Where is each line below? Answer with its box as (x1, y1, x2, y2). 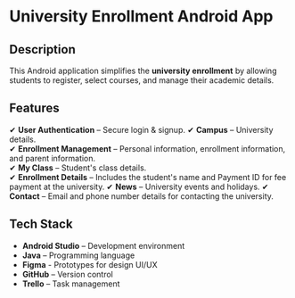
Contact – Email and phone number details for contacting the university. (9, 190, 275, 202)
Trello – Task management (21, 278, 120, 289)
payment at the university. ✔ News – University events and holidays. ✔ (9, 181, 269, 192)
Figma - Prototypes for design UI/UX (21, 259, 158, 269)
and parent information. (9, 153, 96, 163)
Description (9, 42, 76, 57)
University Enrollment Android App (9, 6, 274, 27)
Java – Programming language (21, 250, 135, 261)
